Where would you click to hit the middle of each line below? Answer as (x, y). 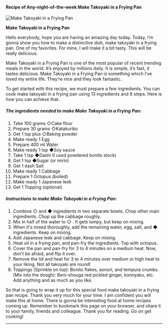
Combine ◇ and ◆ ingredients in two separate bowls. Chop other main (86, 211)
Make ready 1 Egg (31, 139)
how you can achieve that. (33, 99)
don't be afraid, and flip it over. (44, 254)
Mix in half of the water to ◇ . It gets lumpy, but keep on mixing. (79, 222)
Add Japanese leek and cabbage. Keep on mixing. (65, 238)
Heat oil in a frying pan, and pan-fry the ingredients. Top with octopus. (85, 243)
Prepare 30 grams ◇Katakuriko (45, 129)
